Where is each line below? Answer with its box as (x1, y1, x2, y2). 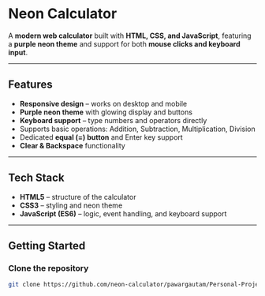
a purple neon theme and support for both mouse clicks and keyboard (8, 39, 241, 48)
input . (8, 47, 28, 57)
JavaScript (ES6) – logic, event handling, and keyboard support (19, 208, 227, 218)
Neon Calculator (8, 5, 118, 23)
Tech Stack (8, 171, 65, 185)
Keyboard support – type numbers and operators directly (19, 115, 207, 125)
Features (8, 78, 53, 92)
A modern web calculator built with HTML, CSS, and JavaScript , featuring (8, 31, 252, 40)
